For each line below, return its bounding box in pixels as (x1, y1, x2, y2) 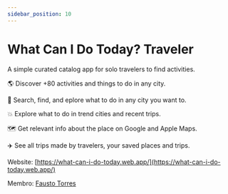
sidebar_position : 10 (7, 10, 72, 18)
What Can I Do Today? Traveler (7, 41, 194, 57)
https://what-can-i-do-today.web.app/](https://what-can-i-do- (36, 158, 221, 166)
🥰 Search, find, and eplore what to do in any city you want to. (7, 96, 187, 104)
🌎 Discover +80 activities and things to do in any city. (7, 79, 166, 88)
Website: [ (7, 158, 38, 166)
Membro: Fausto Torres (7, 179, 76, 188)
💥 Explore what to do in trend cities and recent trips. (7, 109, 162, 118)
